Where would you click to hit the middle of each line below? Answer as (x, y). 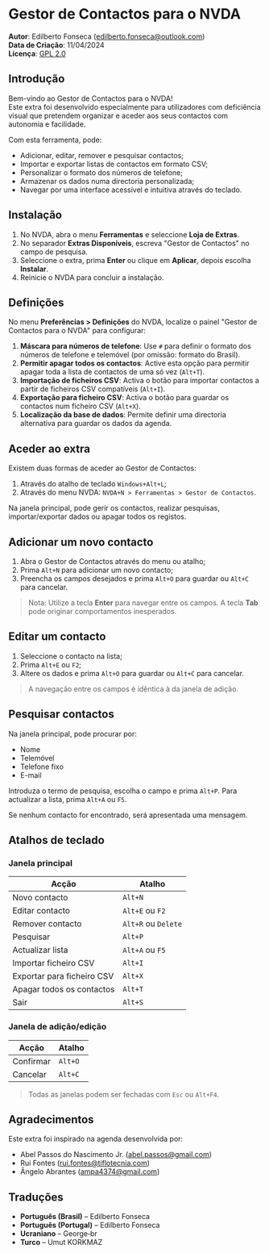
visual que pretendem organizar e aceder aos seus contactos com (118, 115)
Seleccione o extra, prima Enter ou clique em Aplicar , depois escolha (135, 260)
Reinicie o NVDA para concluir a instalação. (92, 277)
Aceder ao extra (50, 449)
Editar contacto (41, 911)
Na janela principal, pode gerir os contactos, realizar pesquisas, (114, 508)
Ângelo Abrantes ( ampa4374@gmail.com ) (90, 1172)
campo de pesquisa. (54, 252)
